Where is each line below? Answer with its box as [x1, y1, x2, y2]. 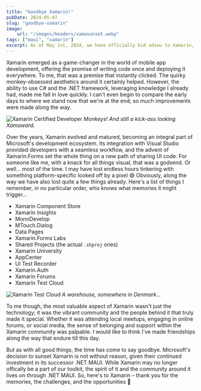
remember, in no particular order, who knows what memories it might [6, 184, 177, 191]
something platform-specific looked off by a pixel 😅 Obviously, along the [6, 171, 187, 179]
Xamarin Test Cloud [14, 279, 64, 286]
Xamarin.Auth [14, 266, 49, 274]
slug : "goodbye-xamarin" [6, 20, 68, 26]
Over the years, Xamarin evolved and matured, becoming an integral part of [6, 133, 193, 140]
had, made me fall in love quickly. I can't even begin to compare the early [6, 91, 187, 98]
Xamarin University [14, 247, 62, 254]
